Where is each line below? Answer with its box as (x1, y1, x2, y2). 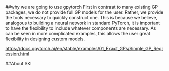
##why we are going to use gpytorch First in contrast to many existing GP (5, 4, 158, 10)
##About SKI (5, 61, 32, 66)
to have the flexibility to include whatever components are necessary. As (5, 25, 156, 31)
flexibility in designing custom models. (5, 36, 85, 42)
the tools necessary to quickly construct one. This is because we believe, (5, 15, 158, 20)
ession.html (5, 51, 29, 57)
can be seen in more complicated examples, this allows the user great (5, 31, 150, 36)
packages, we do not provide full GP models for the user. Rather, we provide (5, 9, 164, 15)
